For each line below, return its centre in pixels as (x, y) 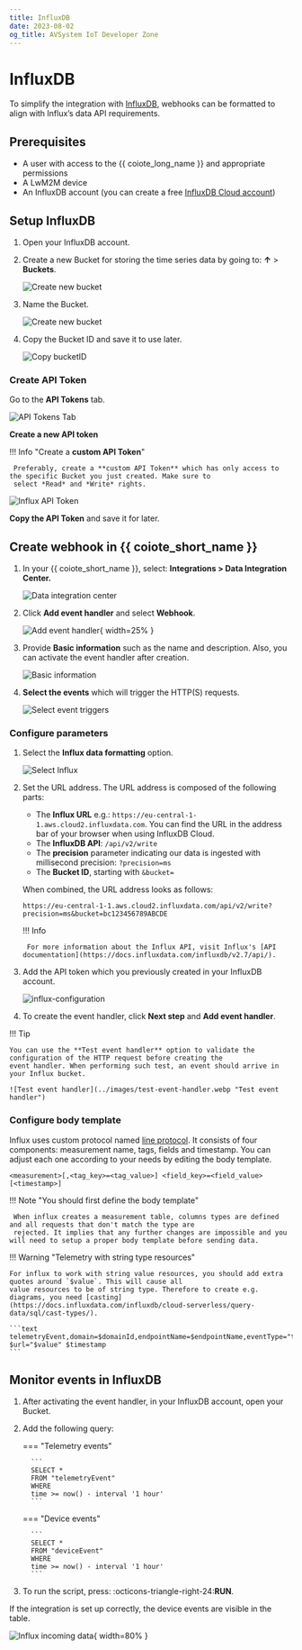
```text (24, 1329)
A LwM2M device (55, 183)
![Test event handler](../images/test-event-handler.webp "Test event (144, 1090)
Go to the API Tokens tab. (57, 400)
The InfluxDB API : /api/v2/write (97, 843)
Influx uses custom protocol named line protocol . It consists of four (133, 1140)
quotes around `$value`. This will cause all (96, 1281)
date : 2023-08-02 (42, 26)
